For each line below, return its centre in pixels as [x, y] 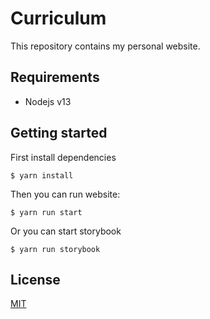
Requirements [55, 77]
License [35, 279]
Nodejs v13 [48, 101]
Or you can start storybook [66, 231]
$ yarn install [42, 175]
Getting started [59, 133]
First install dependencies [63, 157]
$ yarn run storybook [55, 249]
